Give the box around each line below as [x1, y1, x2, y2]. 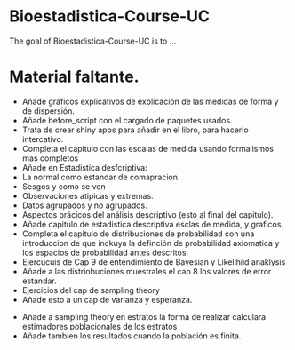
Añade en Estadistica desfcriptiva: [21, 162, 148, 172]
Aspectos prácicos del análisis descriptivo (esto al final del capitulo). [21, 209, 274, 219]
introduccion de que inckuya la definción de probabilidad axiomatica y [21, 237, 280, 248]
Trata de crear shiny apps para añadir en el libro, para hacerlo [21, 124, 249, 135]
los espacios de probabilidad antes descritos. [21, 247, 189, 258]
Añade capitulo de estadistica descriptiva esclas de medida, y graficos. [21, 219, 284, 229]
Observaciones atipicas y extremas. [21, 190, 154, 201]
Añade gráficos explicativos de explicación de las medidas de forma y [21, 96, 279, 107]
